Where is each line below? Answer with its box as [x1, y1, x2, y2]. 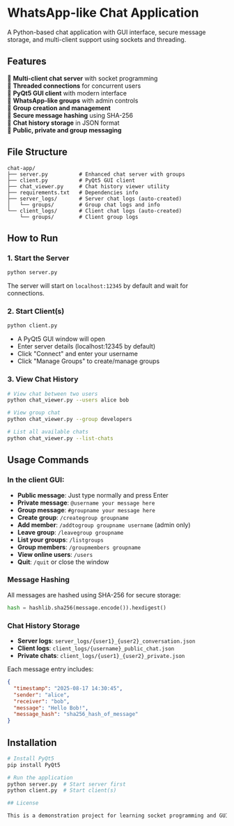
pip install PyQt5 [7, 761, 61, 768]
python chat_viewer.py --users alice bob [7, 397, 130, 404]
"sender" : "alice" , [13, 691, 70, 698]
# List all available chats [7, 429, 89, 436]
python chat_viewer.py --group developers [7, 416, 132, 423]
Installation [7, 737, 57, 749]
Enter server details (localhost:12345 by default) [17, 342, 155, 351]
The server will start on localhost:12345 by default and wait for [7, 282, 189, 290]
